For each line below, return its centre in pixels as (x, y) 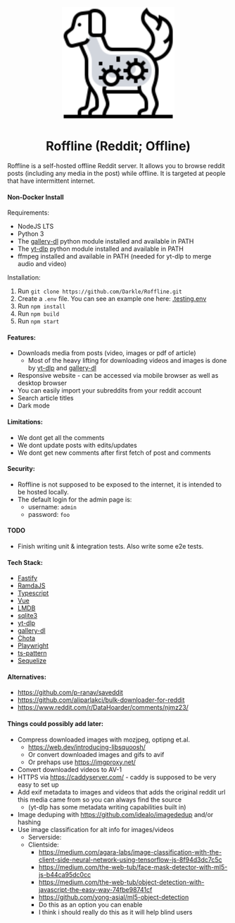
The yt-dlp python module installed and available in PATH (101, 249)
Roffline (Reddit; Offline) (118, 147)
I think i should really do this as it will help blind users (115, 912)
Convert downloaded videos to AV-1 (69, 769)
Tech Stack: (25, 562)
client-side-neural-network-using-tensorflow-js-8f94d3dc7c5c (130, 859)
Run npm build (38, 314)
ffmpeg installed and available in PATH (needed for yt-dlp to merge (114, 256)
